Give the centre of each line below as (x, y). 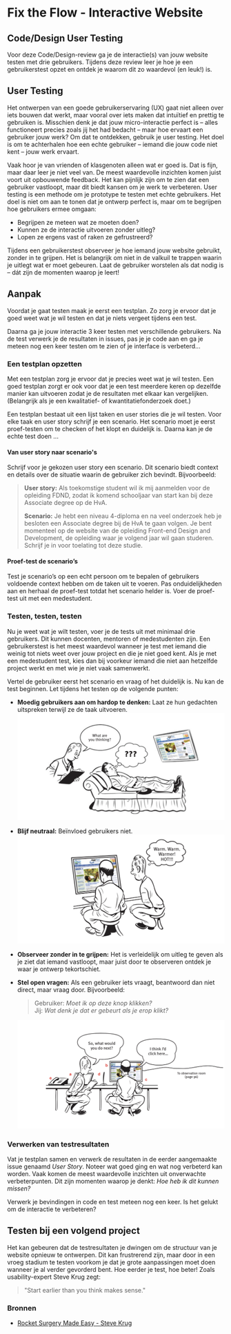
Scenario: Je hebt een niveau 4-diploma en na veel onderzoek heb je (123, 516)
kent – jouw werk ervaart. (43, 151)
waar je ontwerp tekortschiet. (59, 969)
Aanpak (24, 294)
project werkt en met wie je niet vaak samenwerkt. (79, 668)
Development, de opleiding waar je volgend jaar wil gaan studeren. (119, 538)
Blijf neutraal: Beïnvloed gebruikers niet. (75, 831)
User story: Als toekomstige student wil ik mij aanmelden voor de (117, 488)
